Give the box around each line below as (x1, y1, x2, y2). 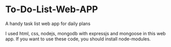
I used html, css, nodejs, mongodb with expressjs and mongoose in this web (5, 30, 166, 36)
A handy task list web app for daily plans (5, 20, 91, 27)
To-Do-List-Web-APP (5, 4, 98, 15)
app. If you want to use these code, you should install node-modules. (5, 36, 151, 42)
